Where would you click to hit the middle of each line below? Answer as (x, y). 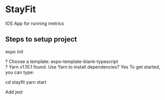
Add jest (14, 92)
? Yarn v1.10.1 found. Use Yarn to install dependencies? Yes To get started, (83, 66)
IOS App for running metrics (35, 23)
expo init (15, 51)
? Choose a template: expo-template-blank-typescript (62, 61)
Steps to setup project (41, 39)
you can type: (20, 72)
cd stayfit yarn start (26, 82)
